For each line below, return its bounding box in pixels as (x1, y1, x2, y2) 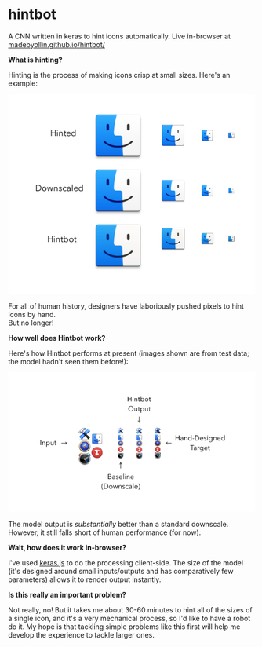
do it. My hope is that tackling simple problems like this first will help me (8, 622, 241, 631)
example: (8, 79, 38, 88)
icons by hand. (8, 309, 56, 319)
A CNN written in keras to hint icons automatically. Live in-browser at (8, 31, 231, 41)
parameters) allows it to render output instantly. (8, 575, 162, 584)
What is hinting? (8, 55, 63, 64)
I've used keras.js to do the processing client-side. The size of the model (8, 558, 244, 568)
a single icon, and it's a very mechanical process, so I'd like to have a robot (8, 614, 251, 623)
